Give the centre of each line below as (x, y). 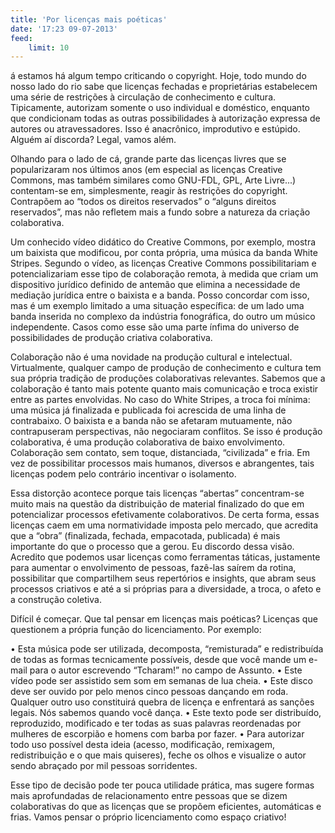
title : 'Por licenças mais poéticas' (89, 19)
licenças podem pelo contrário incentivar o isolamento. (123, 474)
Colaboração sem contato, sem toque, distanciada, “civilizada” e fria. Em (160, 453)
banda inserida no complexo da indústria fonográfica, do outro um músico (163, 317)
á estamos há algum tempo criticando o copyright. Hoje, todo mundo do (158, 76)
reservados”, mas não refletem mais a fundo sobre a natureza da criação (160, 212)
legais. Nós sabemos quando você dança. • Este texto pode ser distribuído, (166, 713)
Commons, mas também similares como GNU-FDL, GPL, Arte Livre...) (153, 180)
